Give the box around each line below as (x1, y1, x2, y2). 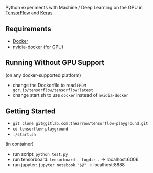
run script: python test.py (12, 151, 68, 157)
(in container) (5, 141, 34, 147)
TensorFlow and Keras (5, 10, 53, 16)
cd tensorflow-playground (12, 126, 68, 132)
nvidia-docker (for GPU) (12, 44, 64, 50)
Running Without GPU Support (5, 58, 105, 67)
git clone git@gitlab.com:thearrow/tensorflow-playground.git (12, 121, 148, 126)
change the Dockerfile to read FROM (12, 82, 86, 88)
